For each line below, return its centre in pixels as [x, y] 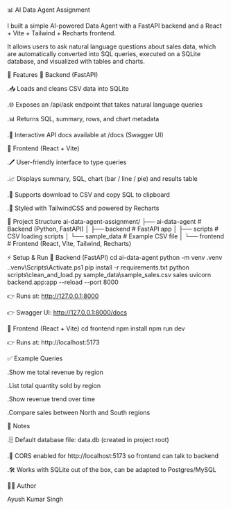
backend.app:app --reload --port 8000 [63, 282]
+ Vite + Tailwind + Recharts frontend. [62, 33]
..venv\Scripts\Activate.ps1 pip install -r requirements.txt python [98, 267]
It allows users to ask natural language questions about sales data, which [112, 46]
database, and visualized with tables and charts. [76, 61]
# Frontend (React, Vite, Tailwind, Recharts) [69, 244]
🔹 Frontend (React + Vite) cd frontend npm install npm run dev [96, 328]
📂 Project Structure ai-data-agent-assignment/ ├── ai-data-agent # [104, 221]
